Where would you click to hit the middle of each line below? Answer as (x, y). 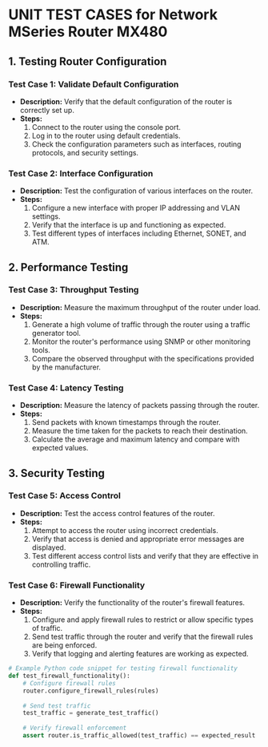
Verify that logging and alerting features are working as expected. (140, 654)
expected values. (60, 448)
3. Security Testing (57, 473)
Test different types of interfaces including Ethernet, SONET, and (139, 233)
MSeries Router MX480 (88, 32)
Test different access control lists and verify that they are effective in (145, 555)
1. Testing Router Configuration (88, 61)
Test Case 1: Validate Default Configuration (94, 84)
